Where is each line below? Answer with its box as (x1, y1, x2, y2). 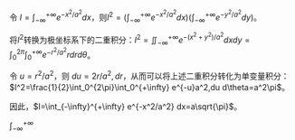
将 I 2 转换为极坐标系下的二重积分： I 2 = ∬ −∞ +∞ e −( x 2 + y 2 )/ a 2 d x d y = (9, 32, 251, 47)
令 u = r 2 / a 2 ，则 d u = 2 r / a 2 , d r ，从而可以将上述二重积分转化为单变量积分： (9, 69, 290, 81)
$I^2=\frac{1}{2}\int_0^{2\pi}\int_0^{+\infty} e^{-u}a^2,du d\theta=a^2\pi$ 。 (9, 81, 290, 92)
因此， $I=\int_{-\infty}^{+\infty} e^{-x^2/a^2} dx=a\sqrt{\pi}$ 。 (9, 100, 243, 112)
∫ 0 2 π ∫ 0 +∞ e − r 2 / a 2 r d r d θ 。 (9, 46, 96, 62)
